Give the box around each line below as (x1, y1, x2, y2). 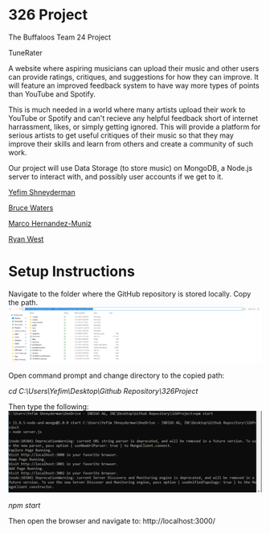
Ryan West (8, 234, 44, 243)
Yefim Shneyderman (8, 187, 76, 197)
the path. (8, 297, 39, 307)
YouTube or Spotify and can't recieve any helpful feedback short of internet (8, 113, 259, 122)
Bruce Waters (8, 203, 54, 213)
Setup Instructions (8, 263, 135, 281)
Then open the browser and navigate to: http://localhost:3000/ (8, 516, 215, 526)
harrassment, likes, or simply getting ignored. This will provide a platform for (8, 122, 261, 131)
